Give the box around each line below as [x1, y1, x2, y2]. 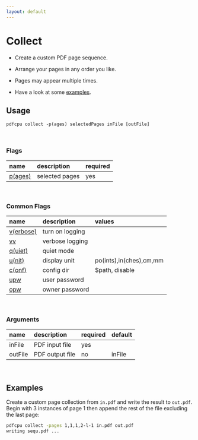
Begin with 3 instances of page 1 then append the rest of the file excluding [6, 405, 188, 412]
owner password [42, 285, 90, 293]
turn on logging [42, 227, 85, 235]
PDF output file [33, 350, 76, 359]
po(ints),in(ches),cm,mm [94, 256, 164, 264]
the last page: [6, 411, 40, 419]
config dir [42, 265, 70, 274]
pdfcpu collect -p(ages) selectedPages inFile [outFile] [6, 121, 150, 128]
